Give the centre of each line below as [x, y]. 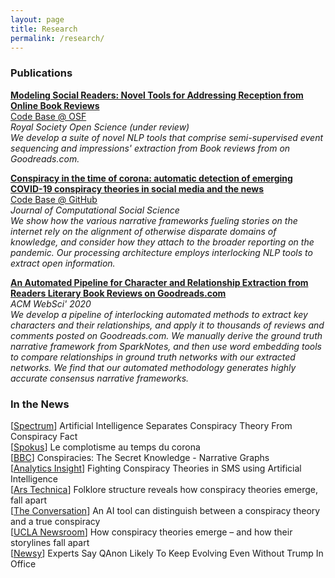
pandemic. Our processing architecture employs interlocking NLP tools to [161, 252]
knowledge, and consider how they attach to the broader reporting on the [162, 242]
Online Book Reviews [55, 105]
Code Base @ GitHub [54, 199]
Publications [41, 73]
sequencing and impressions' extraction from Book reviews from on [150, 148]
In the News [40, 404]
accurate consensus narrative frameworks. [100, 378]
